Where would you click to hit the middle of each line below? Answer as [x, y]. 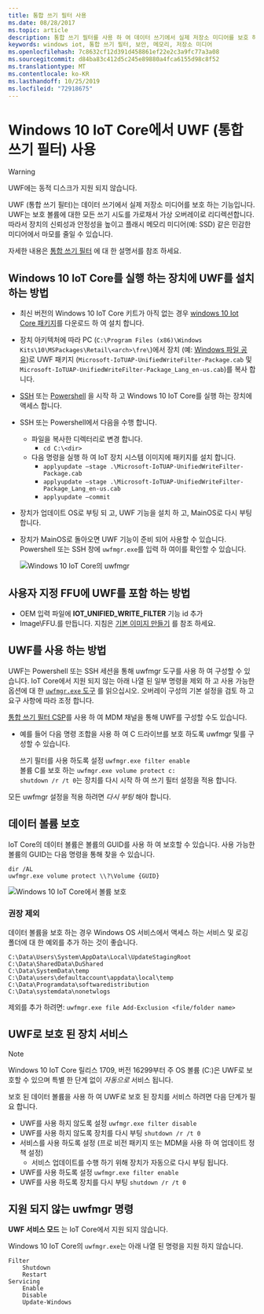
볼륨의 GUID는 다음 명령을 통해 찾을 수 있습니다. [82, 854]
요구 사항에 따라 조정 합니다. [51, 700]
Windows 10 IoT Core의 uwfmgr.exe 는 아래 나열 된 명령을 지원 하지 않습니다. [126, 1246]
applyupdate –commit [77, 497]
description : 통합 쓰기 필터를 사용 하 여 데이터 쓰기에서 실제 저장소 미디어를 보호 [128, 37]
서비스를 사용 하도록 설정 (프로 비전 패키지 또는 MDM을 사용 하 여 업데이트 [133, 1143]
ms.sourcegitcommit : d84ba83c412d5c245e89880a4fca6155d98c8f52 [114, 60]
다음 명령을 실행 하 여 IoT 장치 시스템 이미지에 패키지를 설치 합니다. [133, 458]
